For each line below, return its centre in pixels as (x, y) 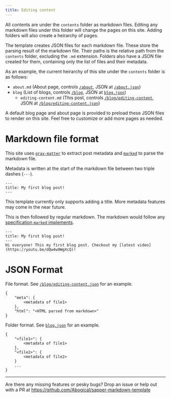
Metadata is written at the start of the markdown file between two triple (80, 168)
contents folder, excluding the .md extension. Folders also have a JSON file (83, 56)
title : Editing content (31, 10)
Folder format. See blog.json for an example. (53, 325)
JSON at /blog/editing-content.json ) (60, 103)
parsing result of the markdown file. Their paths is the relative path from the (85, 51)
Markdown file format (52, 139)
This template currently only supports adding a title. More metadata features (85, 202)
